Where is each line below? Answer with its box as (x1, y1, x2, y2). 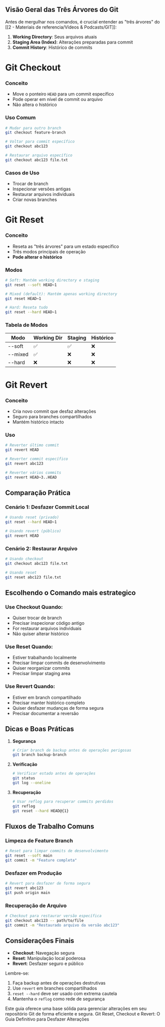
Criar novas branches (12, 196, 57, 203)
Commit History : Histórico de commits (12, 44, 92, 50)
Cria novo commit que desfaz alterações (12, 408, 96, 414)
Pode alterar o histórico (12, 254, 62, 260)
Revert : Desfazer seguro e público (12, 961, 84, 967)
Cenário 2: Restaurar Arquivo (5, 545, 77, 552)
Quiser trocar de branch (12, 615, 62, 621)
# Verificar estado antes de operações (12, 771, 96, 776)
